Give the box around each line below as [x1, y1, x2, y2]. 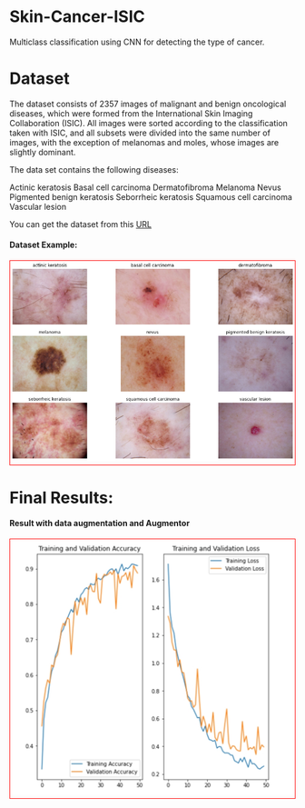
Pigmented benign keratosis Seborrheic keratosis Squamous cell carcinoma [9, 191, 293, 202]
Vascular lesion [9, 201, 66, 212]
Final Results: [9, 487, 113, 508]
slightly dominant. [9, 146, 76, 157]
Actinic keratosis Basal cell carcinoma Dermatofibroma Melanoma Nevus [9, 182, 281, 193]
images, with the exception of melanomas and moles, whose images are [9, 136, 280, 147]
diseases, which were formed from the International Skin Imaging [9, 107, 253, 119]
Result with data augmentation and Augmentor [9, 518, 191, 529]
